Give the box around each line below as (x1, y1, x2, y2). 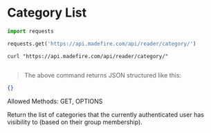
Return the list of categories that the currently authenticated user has (7, 110, 204, 118)
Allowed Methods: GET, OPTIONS (7, 97, 103, 105)
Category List (7, 5, 87, 21)
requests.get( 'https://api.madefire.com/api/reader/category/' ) (7, 40, 196, 47)
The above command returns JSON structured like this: (24, 71, 182, 79)
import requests (7, 28, 54, 35)
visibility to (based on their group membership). (7, 118, 143, 126)
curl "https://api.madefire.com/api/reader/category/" (7, 53, 169, 60)
